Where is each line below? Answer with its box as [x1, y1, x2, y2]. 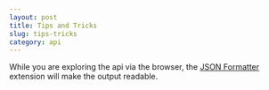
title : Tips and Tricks [9, 21, 98, 30]
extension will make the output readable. [9, 71, 159, 82]
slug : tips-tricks [9, 29, 77, 38]
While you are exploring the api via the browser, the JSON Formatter [9, 62, 260, 72]
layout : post [9, 12, 58, 22]
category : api [9, 37, 62, 47]
